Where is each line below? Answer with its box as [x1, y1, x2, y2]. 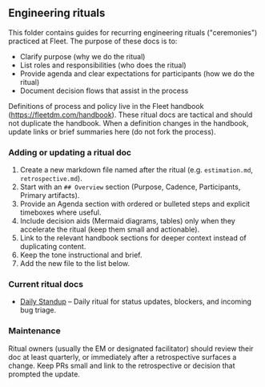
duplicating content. [19, 242, 86, 252]
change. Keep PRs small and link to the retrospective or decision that [8, 361, 235, 370]
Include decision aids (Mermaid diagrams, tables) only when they [19, 216, 236, 226]
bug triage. [19, 305, 57, 315]
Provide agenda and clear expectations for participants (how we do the [19, 68, 255, 79]
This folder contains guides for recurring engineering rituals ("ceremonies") [8, 27, 258, 37]
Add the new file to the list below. [19, 259, 130, 268]
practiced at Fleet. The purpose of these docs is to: [8, 36, 178, 46]
